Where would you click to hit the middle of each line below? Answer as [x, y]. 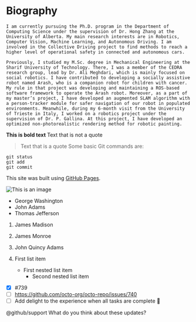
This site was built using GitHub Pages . [53, 178]
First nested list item [48, 270]
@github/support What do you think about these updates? [76, 313]
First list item [30, 259]
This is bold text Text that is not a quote [54, 135]
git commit [19, 167]
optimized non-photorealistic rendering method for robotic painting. [94, 124]
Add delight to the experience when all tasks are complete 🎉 [87, 301]
